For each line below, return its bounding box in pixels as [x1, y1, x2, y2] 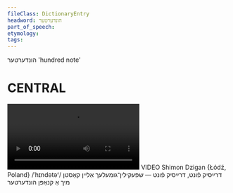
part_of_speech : [7, 23, 55, 30]
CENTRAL [7, 80, 66, 96]
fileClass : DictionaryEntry [7, 10, 90, 18]
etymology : [7, 29, 39, 37]
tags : [7, 36, 23, 44]
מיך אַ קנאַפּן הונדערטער [7, 178, 70, 187]
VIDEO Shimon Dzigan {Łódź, [140, 163, 227, 172]
